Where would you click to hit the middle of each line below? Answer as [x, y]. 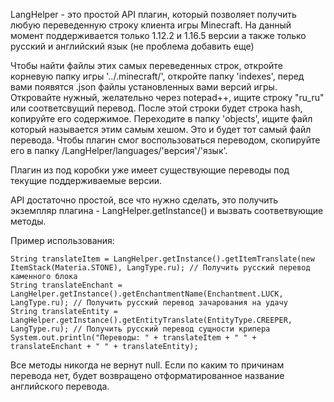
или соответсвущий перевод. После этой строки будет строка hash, [156, 108]
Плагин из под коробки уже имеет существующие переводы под [150, 170]
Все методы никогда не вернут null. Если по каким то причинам [147, 365]
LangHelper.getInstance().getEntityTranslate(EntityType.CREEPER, [151, 320]
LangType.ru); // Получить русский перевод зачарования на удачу [149, 303]
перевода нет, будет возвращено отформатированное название [147, 375]
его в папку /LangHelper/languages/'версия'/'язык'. [119, 150]
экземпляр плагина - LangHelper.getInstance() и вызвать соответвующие [167, 210]
